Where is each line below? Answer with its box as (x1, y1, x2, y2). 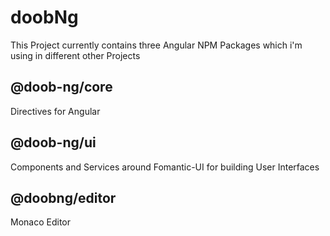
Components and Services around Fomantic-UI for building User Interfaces (10, 161, 320, 173)
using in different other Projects (10, 49, 141, 61)
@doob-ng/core (10, 79, 113, 96)
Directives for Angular (10, 105, 101, 117)
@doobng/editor (10, 189, 117, 206)
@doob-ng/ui (10, 134, 97, 151)
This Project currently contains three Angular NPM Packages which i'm (10, 39, 303, 51)
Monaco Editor (10, 216, 71, 228)
